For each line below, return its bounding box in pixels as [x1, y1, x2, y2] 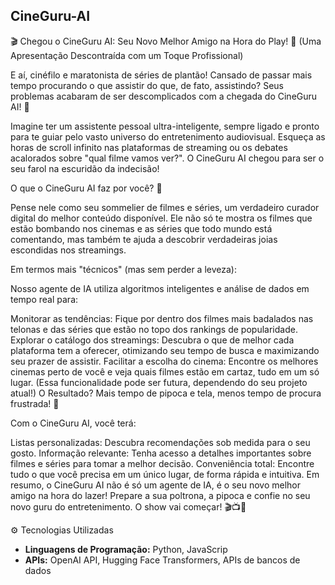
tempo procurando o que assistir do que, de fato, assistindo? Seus [10, 79, 284, 91]
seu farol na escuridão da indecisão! [10, 162, 160, 174]
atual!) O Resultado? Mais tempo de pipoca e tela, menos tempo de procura [10, 387, 322, 399]
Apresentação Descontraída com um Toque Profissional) [10, 49, 244, 61]
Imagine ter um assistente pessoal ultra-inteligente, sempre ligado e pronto [10, 120, 320, 132]
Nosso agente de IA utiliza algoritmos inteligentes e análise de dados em [10, 282, 310, 294]
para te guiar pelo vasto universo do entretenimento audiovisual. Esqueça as [10, 130, 326, 143]
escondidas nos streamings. [10, 244, 127, 256]
